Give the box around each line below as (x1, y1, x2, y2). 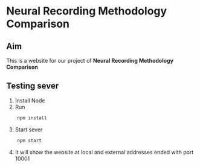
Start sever (15, 125, 43, 133)
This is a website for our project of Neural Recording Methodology (6, 57, 174, 64)
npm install (17, 115, 47, 121)
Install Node (15, 96, 45, 104)
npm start (17, 137, 42, 143)
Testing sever (6, 81, 59, 91)
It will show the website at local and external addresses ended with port (15, 148, 194, 156)
